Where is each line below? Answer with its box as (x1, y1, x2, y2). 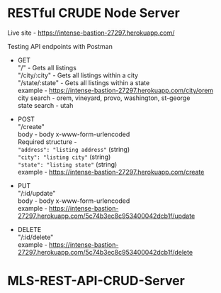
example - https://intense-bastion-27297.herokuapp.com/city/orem (17, 86, 214, 94)
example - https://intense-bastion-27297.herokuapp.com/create (17, 167, 205, 176)
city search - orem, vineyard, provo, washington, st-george (17, 94, 191, 102)
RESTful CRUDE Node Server (7, 5, 181, 21)
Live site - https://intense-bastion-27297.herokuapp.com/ (7, 28, 175, 37)
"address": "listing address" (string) (17, 145, 130, 153)
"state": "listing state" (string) (17, 160, 118, 168)
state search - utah (17, 101, 74, 109)
